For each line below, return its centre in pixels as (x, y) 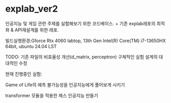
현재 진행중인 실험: (24, 74)
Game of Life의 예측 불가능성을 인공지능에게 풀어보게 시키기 (65, 85)
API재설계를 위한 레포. (37, 30)
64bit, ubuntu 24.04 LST (31, 46)
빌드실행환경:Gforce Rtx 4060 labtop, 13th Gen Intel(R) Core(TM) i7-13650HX (86, 41)
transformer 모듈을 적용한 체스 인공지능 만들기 (52, 95)
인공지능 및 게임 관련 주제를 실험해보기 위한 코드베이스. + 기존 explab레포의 (80, 23)
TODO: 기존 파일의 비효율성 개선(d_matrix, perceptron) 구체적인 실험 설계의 (81, 57)
